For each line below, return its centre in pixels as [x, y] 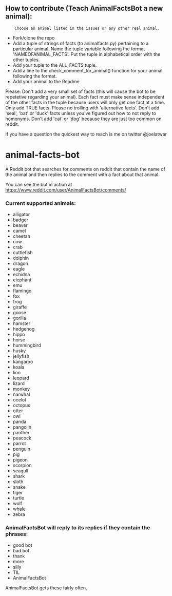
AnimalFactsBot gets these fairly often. [46, 588]
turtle [18, 498]
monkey [21, 389]
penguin [22, 449]
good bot [22, 545]
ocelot [20, 400]
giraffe [20, 307]
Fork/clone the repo [34, 37]
